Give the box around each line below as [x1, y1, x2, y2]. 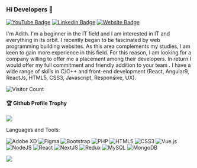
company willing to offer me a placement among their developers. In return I [6, 56, 192, 63]
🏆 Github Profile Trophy [6, 99, 67, 106]
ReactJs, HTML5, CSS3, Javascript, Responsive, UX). [6, 74, 137, 82]
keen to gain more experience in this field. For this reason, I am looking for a [6, 49, 192, 56]
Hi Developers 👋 [6, 5, 53, 14]
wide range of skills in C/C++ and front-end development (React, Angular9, [6, 68, 189, 75]
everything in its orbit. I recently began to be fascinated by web [6, 37, 161, 44]
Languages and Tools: [6, 126, 60, 133]
